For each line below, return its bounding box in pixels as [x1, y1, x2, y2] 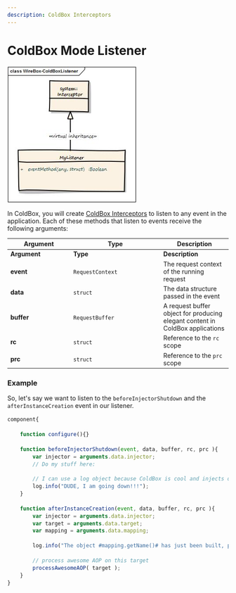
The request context [163, 260, 222, 268]
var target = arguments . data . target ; [32, 520, 143, 527]
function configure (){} [20, 431, 90, 438]
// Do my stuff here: [32, 461, 96, 468]
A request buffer [163, 302, 211, 310]
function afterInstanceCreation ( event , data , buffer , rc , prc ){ [20, 505, 216, 512]
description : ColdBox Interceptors [7, 11, 112, 18]
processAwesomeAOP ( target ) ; [32, 564, 121, 571]
